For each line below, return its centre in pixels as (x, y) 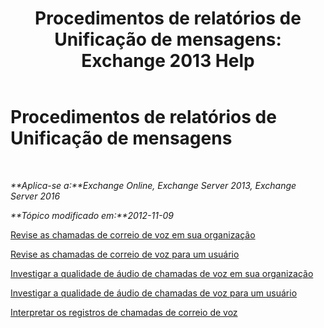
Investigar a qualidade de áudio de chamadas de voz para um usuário (154, 293)
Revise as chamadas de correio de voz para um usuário (125, 254)
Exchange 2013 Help (168, 61)
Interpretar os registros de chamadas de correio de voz (124, 312)
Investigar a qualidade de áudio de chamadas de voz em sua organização (162, 273)
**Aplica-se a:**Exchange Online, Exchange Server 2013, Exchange (153, 185)
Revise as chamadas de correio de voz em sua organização (133, 234)
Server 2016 (35, 196)
